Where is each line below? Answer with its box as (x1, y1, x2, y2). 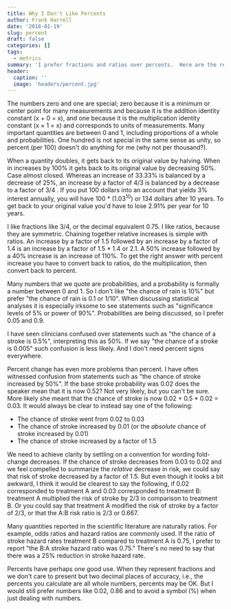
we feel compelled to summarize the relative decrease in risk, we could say (7, 464, 221, 473)
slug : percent (7, 29, 48, 37)
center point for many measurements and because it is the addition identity (7, 107, 220, 115)
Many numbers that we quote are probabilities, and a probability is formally (7, 280, 220, 288)
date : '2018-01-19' (7, 23, 63, 30)
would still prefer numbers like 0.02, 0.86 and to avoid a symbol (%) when (7, 586, 217, 595)
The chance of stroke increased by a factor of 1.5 (16, 437, 157, 445)
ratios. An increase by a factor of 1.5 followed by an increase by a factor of (7, 237, 218, 245)
